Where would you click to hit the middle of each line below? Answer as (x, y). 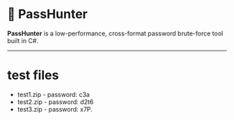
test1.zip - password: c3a (54, 94)
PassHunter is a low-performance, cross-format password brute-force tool (115, 33)
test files (33, 75)
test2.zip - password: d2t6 (55, 102)
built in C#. (23, 40)
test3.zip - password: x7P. (55, 109)
